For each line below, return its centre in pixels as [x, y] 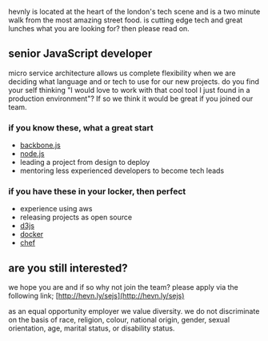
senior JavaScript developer [80, 54]
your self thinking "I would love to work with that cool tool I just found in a [129, 90]
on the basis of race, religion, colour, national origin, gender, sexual [119, 320]
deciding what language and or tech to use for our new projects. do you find [134, 81]
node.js [32, 154]
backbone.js [40, 145]
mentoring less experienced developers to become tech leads [122, 170]
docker [32, 235]
